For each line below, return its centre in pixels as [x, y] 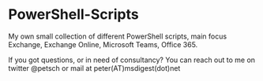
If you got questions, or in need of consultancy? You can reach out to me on [131, 60]
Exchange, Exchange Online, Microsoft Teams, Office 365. [103, 44]
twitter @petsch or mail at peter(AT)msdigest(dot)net [94, 68]
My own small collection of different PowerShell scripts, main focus [118, 36]
